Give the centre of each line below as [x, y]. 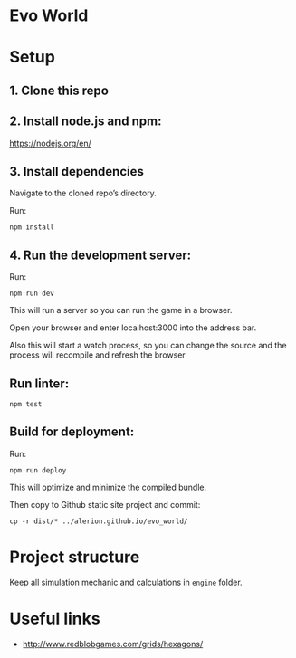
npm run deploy [38, 470]
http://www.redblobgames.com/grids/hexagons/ [113, 644]
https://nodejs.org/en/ [51, 143]
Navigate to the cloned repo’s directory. [83, 193]
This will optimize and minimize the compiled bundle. [108, 487]
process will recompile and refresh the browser [97, 355]
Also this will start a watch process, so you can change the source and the [148, 346]
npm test [26, 405]
